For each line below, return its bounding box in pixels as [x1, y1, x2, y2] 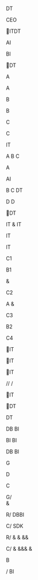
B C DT [6, 187, 23, 194]
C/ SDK [6, 523, 24, 530]
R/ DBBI [6, 511, 25, 518]
